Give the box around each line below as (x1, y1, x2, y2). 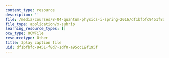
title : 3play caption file (5, 40, 62, 45)
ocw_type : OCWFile (5, 31, 44, 36)
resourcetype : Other (5, 36, 49, 41)
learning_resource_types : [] (5, 26, 66, 31)
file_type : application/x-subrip (5, 21, 75, 27)
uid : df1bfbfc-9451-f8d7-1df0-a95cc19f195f (5, 45, 98, 50)
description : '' (5, 12, 39, 17)
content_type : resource (5, 7, 55, 13)
